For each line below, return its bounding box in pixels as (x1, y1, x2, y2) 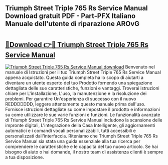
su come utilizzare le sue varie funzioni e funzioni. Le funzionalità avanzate (5, 112, 160, 117)
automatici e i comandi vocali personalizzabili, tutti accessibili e (5, 127, 136, 133)
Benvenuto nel (125, 64, 155, 69)
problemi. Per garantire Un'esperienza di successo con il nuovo (5, 96, 136, 101)
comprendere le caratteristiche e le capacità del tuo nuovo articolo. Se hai (5, 143, 158, 149)
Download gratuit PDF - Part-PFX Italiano (5, 12, 136, 20)
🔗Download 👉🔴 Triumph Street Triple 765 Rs (5, 40, 149, 49)
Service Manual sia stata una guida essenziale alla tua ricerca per (5, 138, 141, 144)
